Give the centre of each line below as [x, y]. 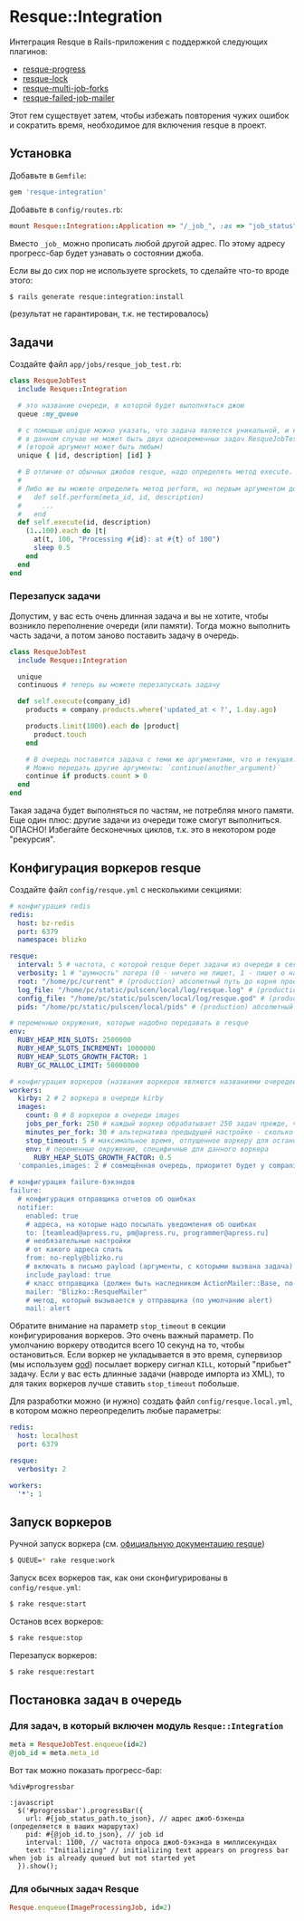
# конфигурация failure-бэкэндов [72, 1183]
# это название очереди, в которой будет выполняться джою [131, 405]
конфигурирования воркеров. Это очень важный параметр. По [132, 1336]
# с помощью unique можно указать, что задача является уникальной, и [153, 430]
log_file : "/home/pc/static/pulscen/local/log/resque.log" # [135, 989]
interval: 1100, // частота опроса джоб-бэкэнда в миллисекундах [152, 1843]
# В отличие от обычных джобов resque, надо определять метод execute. [156, 472]
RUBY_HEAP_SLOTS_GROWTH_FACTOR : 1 [82, 1057]
